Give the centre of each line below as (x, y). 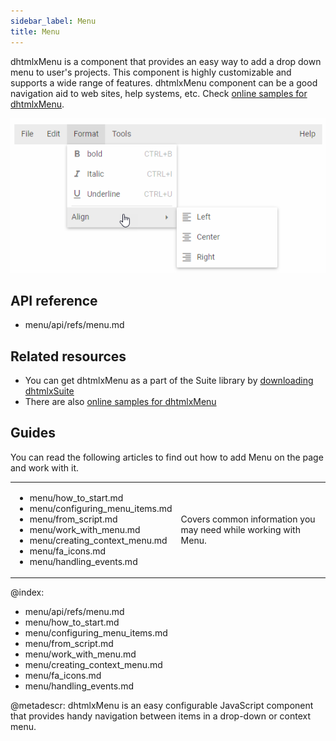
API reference (54, 300)
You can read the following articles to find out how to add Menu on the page (167, 457)
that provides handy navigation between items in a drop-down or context (161, 716)
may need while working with (240, 529)
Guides (33, 433)
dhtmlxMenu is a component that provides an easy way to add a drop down (166, 61)
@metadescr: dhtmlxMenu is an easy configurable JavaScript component (162, 706)
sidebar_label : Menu (53, 21)
